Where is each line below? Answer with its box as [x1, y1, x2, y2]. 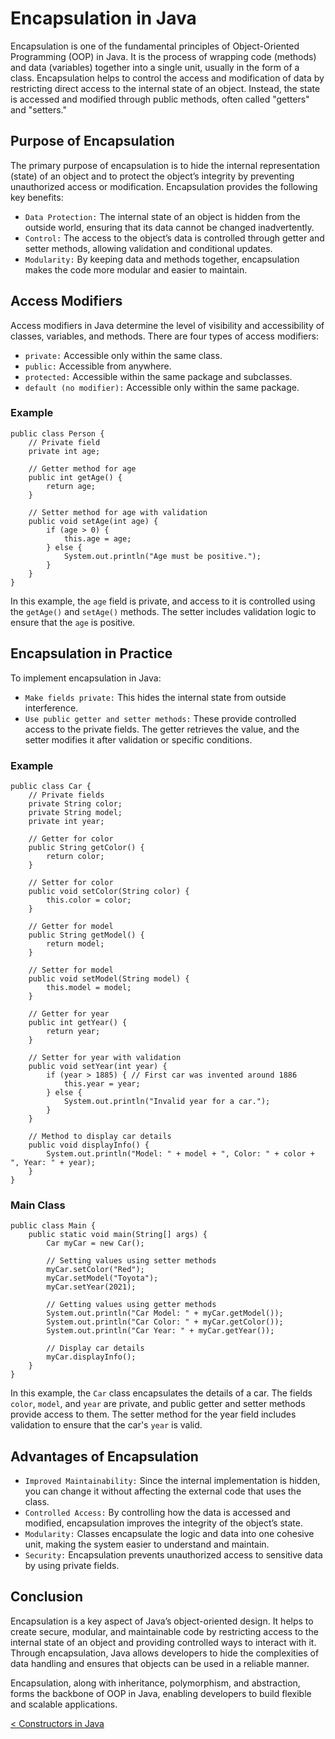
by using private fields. [24, 1560, 120, 1572]
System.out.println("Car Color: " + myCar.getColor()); [46, 1317, 284, 1327]
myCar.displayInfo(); [46, 1352, 137, 1362]
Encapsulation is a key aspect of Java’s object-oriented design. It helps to [10, 1615, 314, 1627]
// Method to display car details [28, 1131, 172, 1141]
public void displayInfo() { [28, 1140, 150, 1150]
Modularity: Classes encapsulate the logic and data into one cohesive [24, 1528, 315, 1540]
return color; [46, 851, 105, 861]
